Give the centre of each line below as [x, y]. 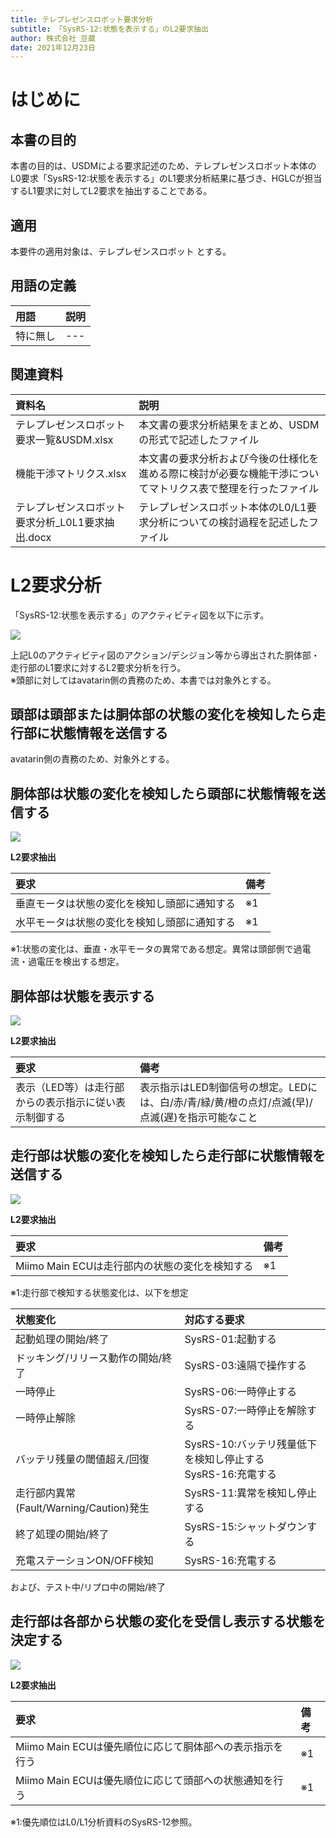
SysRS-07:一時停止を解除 [246, 1410]
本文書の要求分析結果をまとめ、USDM [229, 424]
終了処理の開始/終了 [62, 1534]
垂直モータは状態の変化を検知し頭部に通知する [126, 904]
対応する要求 [214, 1319]
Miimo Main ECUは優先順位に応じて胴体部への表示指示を [149, 1746]
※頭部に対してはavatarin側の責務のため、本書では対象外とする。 [143, 680]
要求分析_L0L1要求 [60, 522]
